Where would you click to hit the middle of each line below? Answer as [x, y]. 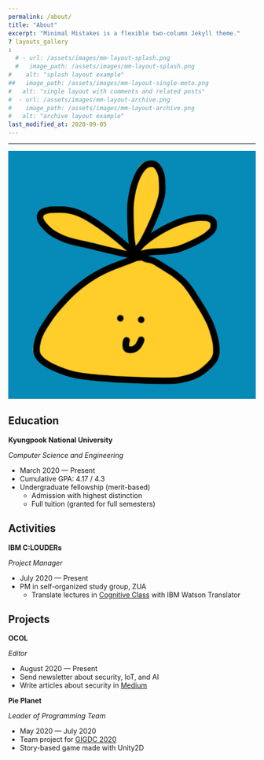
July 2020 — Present [54, 577]
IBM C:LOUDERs [35, 548]
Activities [32, 528]
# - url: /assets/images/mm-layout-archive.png [89, 100]
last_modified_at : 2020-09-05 [58, 125]
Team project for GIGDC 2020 [68, 740]
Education [34, 421]
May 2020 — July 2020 [58, 731]
